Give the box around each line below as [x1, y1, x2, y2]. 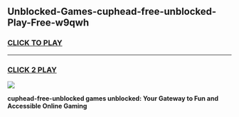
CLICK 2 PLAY [7, 65, 57, 74]
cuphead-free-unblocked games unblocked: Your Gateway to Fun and [7, 94, 219, 102]
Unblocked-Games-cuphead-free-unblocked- [7, 6, 217, 18]
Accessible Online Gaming [7, 101, 87, 110]
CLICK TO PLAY [7, 38, 63, 48]
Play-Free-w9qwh [7, 17, 90, 29]
